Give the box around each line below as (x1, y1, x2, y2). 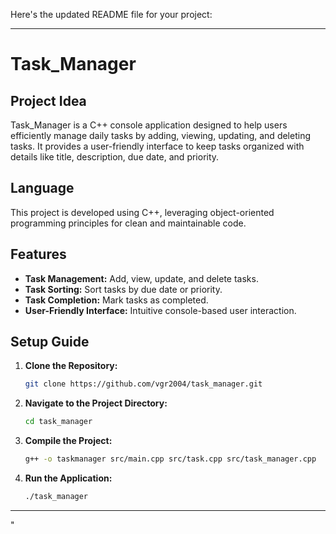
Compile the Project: (24, 435, 113, 447)
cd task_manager (24, 417, 93, 427)
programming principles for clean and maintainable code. (10, 217, 247, 229)
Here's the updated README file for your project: (10, 9, 213, 20)
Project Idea (10, 92, 87, 109)
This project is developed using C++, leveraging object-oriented (10, 206, 275, 218)
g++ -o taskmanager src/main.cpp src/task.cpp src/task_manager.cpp (24, 454, 317, 464)
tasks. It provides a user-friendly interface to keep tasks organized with (10, 140, 305, 152)
